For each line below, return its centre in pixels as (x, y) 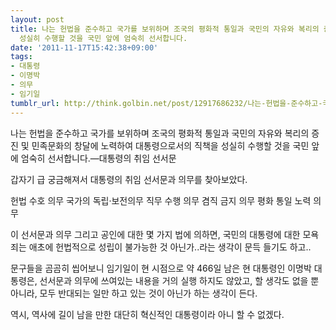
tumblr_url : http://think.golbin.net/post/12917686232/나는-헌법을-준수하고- (166, 103)
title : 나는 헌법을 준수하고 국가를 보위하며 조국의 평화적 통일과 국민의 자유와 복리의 (165, 29)
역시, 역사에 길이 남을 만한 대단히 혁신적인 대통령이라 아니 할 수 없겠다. (147, 314)
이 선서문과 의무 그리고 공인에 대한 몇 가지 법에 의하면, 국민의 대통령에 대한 (155, 234)
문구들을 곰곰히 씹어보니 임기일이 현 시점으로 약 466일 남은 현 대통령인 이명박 (161, 268)
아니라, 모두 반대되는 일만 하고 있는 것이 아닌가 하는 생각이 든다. (134, 293)
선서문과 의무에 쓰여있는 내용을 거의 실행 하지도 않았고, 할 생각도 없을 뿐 (179, 280)
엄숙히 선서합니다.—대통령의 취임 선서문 (98, 158)
